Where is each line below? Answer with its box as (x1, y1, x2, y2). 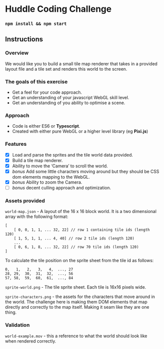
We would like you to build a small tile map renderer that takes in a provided (5, 60, 158, 67)
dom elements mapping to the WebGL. (12, 174, 90, 180)
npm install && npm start (5, 21, 67, 27)
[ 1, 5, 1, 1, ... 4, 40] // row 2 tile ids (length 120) (14, 236, 135, 241)
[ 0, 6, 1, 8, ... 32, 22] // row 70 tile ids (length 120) (14, 244, 139, 250)
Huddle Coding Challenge (5, 3, 112, 15)
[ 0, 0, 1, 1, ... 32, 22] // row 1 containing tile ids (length (14, 227, 150, 233)
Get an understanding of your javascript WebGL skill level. (12, 95, 130, 101)
